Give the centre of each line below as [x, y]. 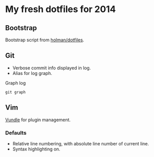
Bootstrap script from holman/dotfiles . [45, 40]
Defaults [16, 133]
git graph [16, 92]
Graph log [16, 83]
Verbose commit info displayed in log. [52, 68]
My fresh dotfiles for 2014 [61, 9]
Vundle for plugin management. [38, 120]
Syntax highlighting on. [36, 149]
